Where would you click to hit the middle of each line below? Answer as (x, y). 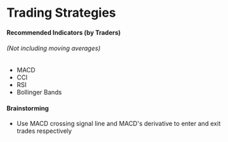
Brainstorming (28, 108)
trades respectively (44, 131)
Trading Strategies (61, 13)
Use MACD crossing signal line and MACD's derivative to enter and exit (119, 124)
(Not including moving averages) (54, 48)
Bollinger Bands (39, 92)
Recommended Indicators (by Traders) (64, 32)
